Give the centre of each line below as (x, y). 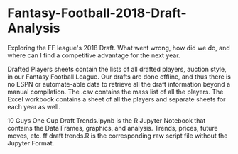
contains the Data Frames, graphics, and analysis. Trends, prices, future (113, 128)
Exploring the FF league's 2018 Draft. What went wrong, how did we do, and (119, 48)
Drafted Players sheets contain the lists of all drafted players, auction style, (117, 69)
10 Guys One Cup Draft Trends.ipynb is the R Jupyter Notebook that (107, 120)
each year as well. (34, 106)
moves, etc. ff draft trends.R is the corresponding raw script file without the (118, 136)
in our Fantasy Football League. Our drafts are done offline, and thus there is (119, 77)
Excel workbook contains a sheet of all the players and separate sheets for (117, 99)
